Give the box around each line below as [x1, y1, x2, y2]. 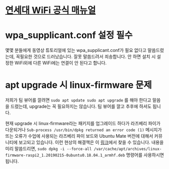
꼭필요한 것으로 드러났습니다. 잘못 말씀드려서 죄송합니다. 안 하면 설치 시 [16, 53, 156, 60]
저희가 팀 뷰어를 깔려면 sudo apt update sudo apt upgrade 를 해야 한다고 [5, 97, 151, 103]
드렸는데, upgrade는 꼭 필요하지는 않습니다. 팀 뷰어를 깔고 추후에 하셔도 [10, 103, 152, 109]
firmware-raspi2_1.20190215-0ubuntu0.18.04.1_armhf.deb [5, 153, 125, 158]
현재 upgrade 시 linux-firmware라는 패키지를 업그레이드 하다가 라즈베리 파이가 [5, 121, 160, 127]
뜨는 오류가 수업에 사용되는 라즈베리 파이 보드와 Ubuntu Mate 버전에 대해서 [5, 133, 153, 139]
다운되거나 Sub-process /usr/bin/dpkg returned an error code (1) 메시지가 [5, 127, 162, 133]
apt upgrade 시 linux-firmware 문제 [5, 79, 152, 91]
